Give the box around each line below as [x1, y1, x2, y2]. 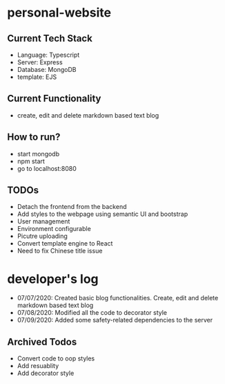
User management [17, 217, 70, 226]
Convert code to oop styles [17, 354, 95, 363]
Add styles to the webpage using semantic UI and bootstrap [17, 210, 188, 219]
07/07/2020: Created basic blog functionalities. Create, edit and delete [17, 294, 219, 302]
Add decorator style [17, 369, 75, 378]
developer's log [7, 271, 99, 286]
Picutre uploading [17, 232, 68, 240]
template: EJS [17, 73, 57, 81]
